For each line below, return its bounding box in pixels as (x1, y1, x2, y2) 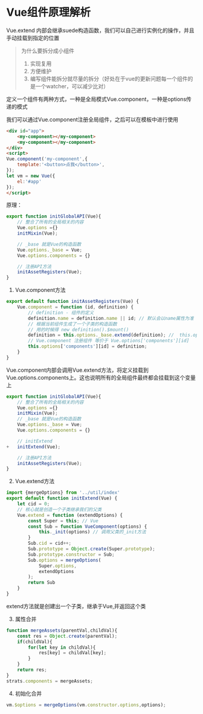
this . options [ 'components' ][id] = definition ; (28, 343, 147, 349)
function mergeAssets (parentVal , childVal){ (6, 627, 118, 634)
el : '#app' (17, 178, 42, 184)
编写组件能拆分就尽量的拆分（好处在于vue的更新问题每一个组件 (30, 75, 188, 82)
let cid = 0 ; (17, 501, 50, 507)
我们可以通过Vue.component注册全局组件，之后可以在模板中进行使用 (6, 115, 179, 123)
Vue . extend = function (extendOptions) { (17, 512, 123, 518)
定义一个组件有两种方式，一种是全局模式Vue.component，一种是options (6, 95, 187, 103)
